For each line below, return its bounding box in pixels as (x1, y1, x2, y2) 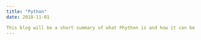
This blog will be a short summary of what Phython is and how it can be (6, 25, 196, 31)
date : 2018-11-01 (6, 14, 50, 20)
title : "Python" (6, 8, 47, 15)
